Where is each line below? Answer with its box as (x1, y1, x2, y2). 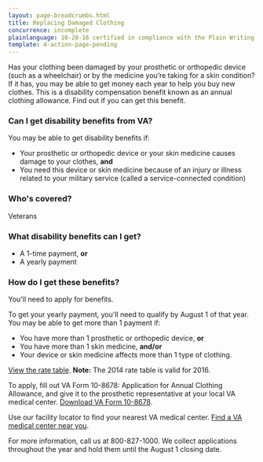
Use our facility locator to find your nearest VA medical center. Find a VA (8, 412, 243, 422)
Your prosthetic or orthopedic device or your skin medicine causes (19, 149, 236, 158)
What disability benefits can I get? (8, 231, 141, 242)
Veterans (8, 211, 38, 220)
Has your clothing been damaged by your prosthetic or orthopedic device (8, 62, 246, 72)
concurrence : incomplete (8, 26, 89, 34)
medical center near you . (8, 421, 89, 431)
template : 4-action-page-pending (8, 41, 118, 49)
